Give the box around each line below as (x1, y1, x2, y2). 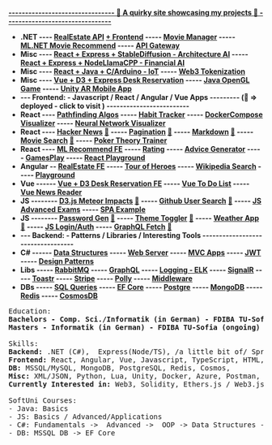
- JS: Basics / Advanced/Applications (8, 413, 163, 421)
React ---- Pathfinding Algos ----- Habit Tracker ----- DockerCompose (19, 110, 263, 119)
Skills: (8, 339, 39, 348)
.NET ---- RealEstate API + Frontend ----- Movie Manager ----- (19, 32, 236, 41)
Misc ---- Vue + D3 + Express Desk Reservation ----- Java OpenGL (19, 76, 250, 84)
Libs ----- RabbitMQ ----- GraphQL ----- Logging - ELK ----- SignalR (19, 265, 254, 274)
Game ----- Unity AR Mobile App (19, 84, 132, 93)
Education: (8, 307, 52, 316)
